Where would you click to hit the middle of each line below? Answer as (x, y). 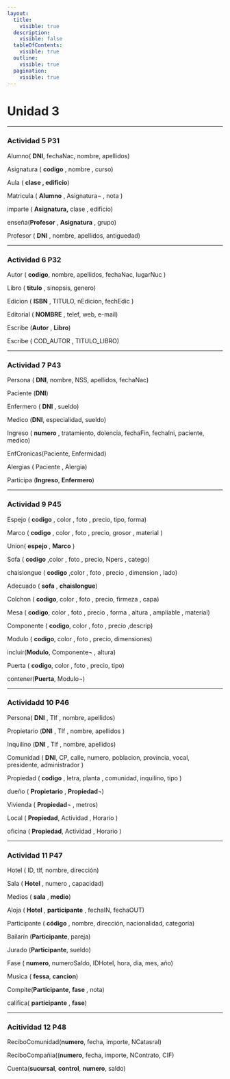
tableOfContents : (38, 45)
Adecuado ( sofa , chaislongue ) (52, 586)
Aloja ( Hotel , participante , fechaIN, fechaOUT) (76, 910)
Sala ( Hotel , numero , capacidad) (55, 884)
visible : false (41, 39)
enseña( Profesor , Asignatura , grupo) (62, 222)
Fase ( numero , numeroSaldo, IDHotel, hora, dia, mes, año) (90, 963)
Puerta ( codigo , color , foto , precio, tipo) (66, 665)
